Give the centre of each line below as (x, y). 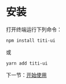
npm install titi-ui (31, 41)
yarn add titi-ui (27, 63)
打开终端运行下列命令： (34, 29)
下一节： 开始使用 (26, 75)
